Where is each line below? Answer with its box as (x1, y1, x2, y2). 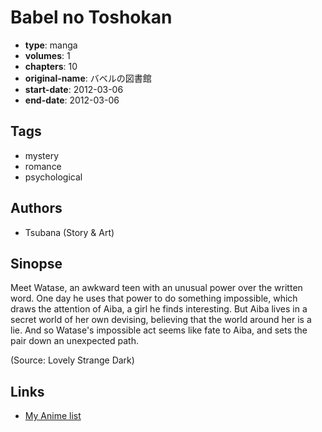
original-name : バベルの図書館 (24, 72, 152, 84)
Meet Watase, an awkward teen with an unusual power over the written (10, 282, 303, 294)
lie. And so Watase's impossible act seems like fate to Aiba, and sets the (10, 324, 308, 336)
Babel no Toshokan (10, 6, 173, 29)
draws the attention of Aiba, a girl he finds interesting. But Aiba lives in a (10, 303, 308, 315)
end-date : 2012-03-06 (24, 94, 120, 106)
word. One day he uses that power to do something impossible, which (10, 292, 298, 305)
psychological (24, 171, 83, 183)
